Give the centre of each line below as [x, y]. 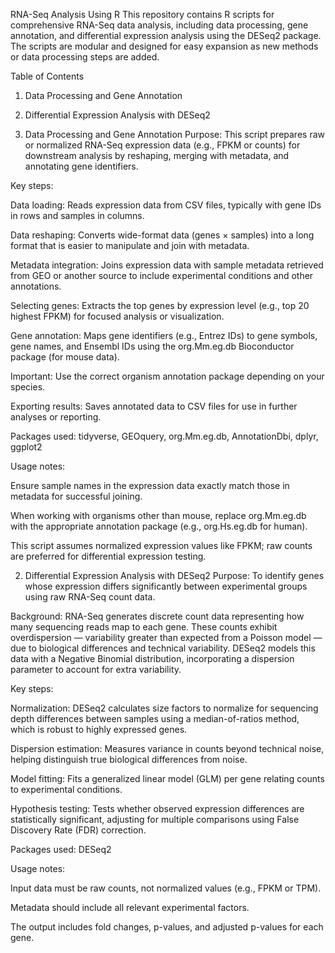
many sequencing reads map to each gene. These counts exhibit [144, 627]
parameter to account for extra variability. [96, 669]
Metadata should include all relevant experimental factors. [130, 907]
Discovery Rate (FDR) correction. [78, 830]
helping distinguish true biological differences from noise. [129, 759]
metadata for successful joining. [76, 496]
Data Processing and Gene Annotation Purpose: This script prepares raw [174, 134]
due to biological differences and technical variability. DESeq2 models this [163, 648]
